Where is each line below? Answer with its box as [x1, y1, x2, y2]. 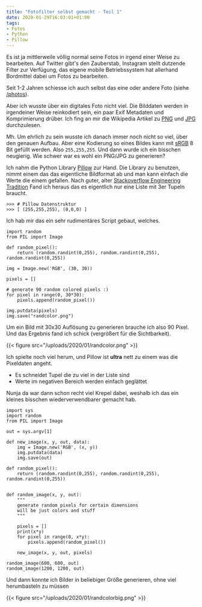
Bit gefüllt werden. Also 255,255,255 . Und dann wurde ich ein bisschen [6, 146, 182, 153]
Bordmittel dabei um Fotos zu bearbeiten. [6, 73, 109, 79]
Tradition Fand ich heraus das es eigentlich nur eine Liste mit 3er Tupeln [6, 183, 185, 190]
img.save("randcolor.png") [6, 313, 74, 319]
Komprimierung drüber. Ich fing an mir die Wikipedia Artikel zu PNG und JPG [6, 115, 196, 122]
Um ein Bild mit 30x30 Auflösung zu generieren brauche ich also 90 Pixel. [6, 323, 189, 331]
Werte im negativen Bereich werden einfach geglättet [14, 378, 147, 385]
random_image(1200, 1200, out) [6, 565, 85, 571]
